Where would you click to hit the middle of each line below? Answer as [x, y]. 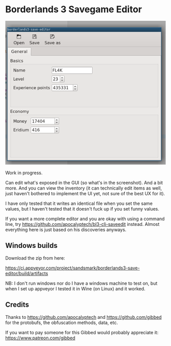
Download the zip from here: [35, 258]
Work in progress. [24, 173]
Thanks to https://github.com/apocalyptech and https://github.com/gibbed [83, 317]
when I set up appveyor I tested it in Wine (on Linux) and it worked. [75, 289]
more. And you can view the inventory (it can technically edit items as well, [83, 188]
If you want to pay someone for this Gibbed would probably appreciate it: [82, 332]
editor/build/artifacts [27, 273]
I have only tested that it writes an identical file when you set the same [79, 203]
